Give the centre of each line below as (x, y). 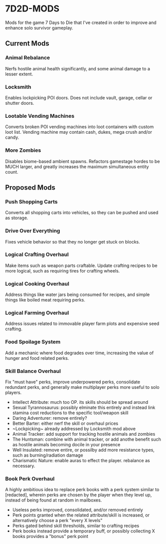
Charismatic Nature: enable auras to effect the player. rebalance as (81, 460)
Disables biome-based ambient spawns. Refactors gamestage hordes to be (83, 161)
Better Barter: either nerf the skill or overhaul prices (65, 423)
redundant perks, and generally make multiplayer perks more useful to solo (82, 387)
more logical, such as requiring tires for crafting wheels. (63, 271)
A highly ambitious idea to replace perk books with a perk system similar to (82, 490)
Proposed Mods (30, 187)
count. (12, 172)
